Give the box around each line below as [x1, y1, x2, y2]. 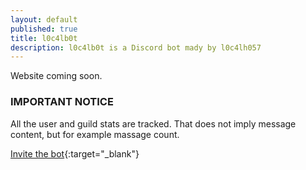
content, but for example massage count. [10, 128, 180, 140]
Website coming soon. [10, 70, 103, 82]
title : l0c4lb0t [10, 33, 78, 43]
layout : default [10, 14, 78, 25]
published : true [10, 24, 78, 34]
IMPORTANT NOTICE [10, 95, 114, 109]
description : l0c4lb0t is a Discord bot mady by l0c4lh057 [10, 42, 262, 53]
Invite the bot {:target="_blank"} [10, 147, 140, 160]
